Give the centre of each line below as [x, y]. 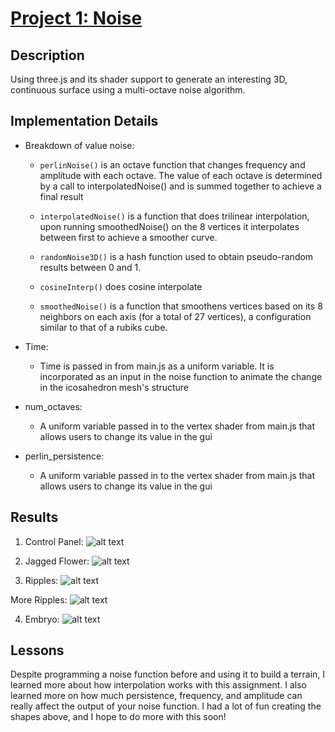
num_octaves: [53, 406]
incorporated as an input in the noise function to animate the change [181, 376]
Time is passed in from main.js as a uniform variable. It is [157, 366]
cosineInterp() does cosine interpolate [121, 286]
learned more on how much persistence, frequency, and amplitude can [156, 696]
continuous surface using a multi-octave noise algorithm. [128, 90]
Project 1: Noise [76, 18]
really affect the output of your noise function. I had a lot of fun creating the [166, 706]
